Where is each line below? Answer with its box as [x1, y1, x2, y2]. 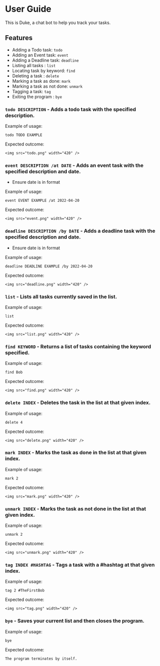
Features [5, 34, 33, 42]
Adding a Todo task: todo [12, 47, 63, 52]
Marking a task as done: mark [12, 78, 71, 84]
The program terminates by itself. [5, 656, 78, 661]
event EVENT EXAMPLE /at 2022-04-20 [5, 198, 80, 203]
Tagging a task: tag [12, 88, 51, 94]
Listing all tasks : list [12, 62, 56, 68]
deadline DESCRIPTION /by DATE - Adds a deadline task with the [5, 228, 156, 235]
